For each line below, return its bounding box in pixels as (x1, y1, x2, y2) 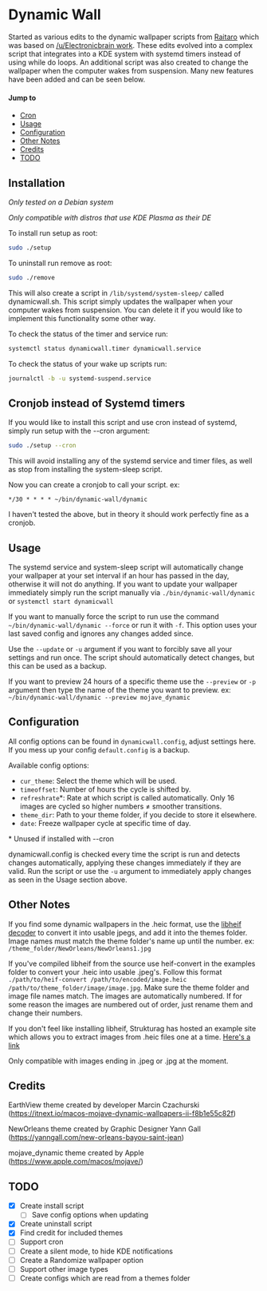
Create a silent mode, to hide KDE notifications (19, 1246, 174, 1256)
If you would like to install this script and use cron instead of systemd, (8, 418, 238, 427)
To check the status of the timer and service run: (8, 329, 169, 339)
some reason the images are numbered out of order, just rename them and (8, 999, 253, 1009)
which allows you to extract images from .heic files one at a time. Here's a (8, 1032, 251, 1042)
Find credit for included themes (19, 1228, 124, 1237)
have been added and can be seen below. (8, 74, 146, 84)
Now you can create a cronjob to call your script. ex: (8, 480, 180, 490)
